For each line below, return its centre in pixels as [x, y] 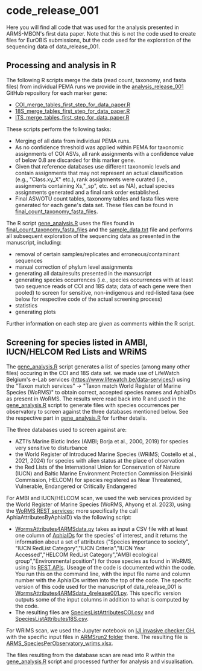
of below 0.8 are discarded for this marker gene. [75, 160]
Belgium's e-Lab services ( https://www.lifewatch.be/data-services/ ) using [99, 379]
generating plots [35, 312]
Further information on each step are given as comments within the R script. [101, 323]
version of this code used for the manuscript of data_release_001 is [98, 586]
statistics [26, 305]
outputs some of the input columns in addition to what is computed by [102, 599]
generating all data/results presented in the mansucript [83, 273]
